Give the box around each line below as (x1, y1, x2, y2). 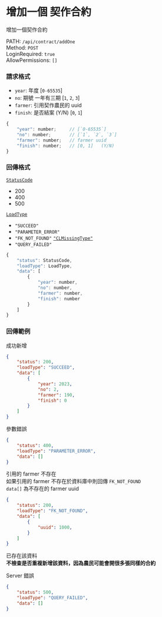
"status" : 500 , (16, 589, 54, 596)
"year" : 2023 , (37, 381, 72, 387)
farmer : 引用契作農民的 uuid (14, 101, 82, 109)
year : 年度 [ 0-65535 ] (14, 87, 63, 94)
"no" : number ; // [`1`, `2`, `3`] (16, 132, 117, 137)
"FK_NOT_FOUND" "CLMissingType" (14, 235, 93, 241)
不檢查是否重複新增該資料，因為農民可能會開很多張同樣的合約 (6, 560, 156, 567)
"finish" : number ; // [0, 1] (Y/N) (16, 143, 115, 149)
